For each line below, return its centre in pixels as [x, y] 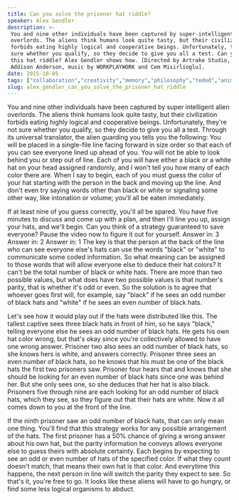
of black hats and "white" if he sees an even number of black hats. [105, 303]
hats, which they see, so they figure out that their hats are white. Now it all [116, 400]
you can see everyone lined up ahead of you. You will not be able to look [114, 152]
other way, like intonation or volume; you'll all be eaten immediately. [106, 198]
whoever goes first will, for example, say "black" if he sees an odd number [117, 295]
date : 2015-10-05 [33, 73]
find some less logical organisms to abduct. [71, 489]
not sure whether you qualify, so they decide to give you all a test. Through [117, 130]
